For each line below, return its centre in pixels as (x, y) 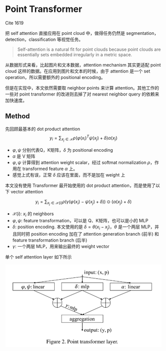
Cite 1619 (14, 23)
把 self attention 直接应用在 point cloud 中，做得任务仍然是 (65, 33)
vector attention (27, 191)
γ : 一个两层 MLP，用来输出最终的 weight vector (61, 247)
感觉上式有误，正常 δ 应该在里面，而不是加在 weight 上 (69, 175)
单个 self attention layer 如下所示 (39, 257)
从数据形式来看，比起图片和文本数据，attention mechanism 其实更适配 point (83, 65)
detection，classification (31, 39)
